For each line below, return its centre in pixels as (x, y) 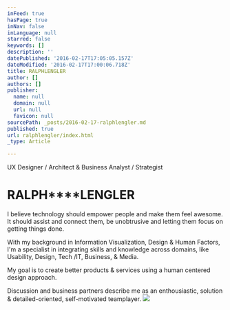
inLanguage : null (32, 33)
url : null (27, 110)
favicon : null (33, 116)
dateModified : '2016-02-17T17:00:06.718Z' (69, 65)
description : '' (30, 52)
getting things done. (35, 229)
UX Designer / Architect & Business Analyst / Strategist (85, 167)
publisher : (23, 90)
